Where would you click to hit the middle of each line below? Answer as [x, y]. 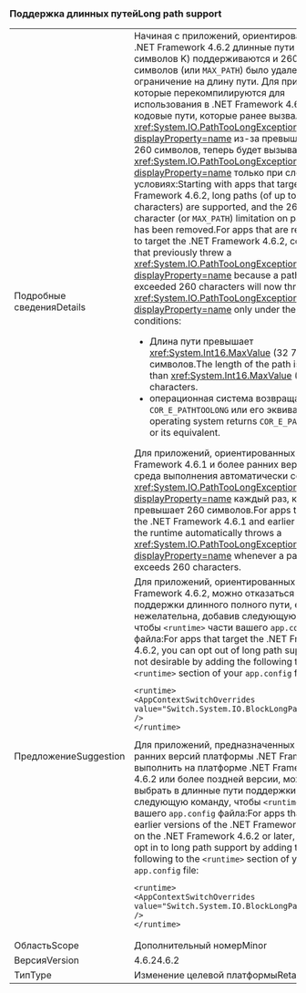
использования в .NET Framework [209, 105]
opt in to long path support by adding [213, 848]
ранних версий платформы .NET [205, 757]
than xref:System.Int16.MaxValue [220, 376]
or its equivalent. [185, 433]
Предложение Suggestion [70, 757]
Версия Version [47, 960]
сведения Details [50, 307]
